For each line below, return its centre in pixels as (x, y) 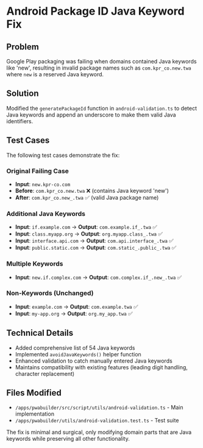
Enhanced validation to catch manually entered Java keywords (94, 361)
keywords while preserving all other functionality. (68, 439)
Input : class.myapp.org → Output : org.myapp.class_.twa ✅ (89, 234)
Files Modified (34, 393)
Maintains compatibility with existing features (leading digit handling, (101, 367)
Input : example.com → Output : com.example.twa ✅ (77, 306)
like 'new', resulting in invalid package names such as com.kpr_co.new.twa (99, 68)
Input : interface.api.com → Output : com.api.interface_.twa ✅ (94, 241)
